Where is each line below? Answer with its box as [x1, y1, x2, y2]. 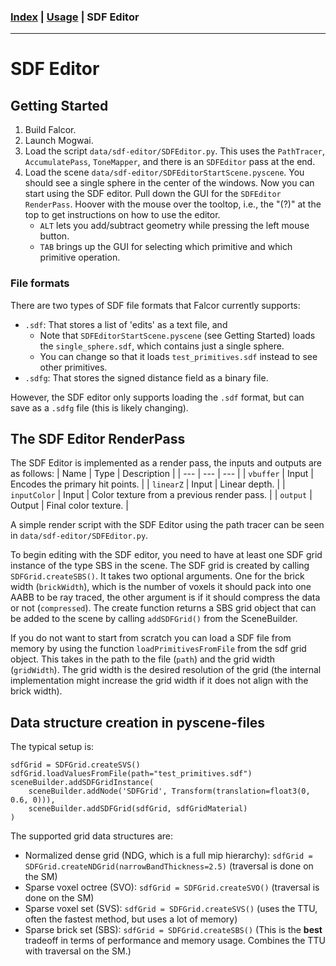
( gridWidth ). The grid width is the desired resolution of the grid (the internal [10, 664, 322, 676]
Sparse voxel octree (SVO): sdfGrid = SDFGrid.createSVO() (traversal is [24, 881, 320, 894]
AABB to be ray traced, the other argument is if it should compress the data [10, 591, 321, 604]
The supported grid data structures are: [10, 830, 173, 842]
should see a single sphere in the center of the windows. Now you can [24, 177, 315, 189]
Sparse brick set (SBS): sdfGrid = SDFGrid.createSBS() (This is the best [24, 924, 323, 936]
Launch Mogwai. [24, 135, 94, 147]
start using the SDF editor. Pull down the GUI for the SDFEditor [24, 188, 282, 200]
